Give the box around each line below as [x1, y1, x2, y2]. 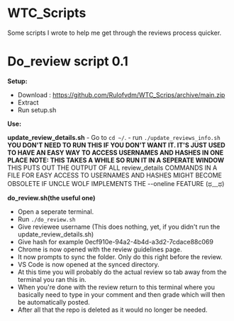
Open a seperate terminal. [17, 207, 94, 216]
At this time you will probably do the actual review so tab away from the [17, 268, 227, 276]
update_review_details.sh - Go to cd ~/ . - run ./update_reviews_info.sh [7, 133, 221, 141]
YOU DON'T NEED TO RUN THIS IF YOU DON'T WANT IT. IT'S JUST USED [7, 141, 225, 149]
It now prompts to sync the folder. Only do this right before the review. [17, 252, 223, 261]
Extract [17, 98, 39, 107]
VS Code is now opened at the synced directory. [17, 260, 160, 268]
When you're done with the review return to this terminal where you [17, 283, 215, 291]
